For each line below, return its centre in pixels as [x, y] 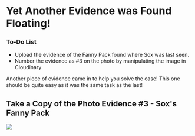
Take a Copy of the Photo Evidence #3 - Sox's [92, 104]
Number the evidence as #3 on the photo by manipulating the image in [100, 61]
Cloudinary [28, 67]
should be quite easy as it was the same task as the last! [75, 85]
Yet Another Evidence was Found [89, 11]
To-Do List [21, 42]
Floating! [29, 23]
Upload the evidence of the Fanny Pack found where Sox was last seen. [102, 55]
